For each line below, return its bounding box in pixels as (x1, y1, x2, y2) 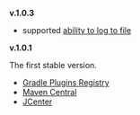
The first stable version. (9, 60, 97, 70)
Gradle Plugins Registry (22, 77, 109, 88)
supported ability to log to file (22, 25, 132, 35)
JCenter (22, 96, 53, 107)
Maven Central (22, 87, 77, 97)
